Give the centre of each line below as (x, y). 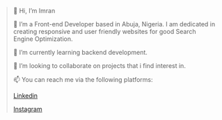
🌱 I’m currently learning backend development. (80, 52)
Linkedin (25, 96)
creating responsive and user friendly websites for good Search (104, 32)
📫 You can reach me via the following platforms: (83, 79)
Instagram (27, 109)
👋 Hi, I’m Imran (34, 11)
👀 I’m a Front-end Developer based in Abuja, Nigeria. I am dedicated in (114, 24)
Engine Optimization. (43, 39)
